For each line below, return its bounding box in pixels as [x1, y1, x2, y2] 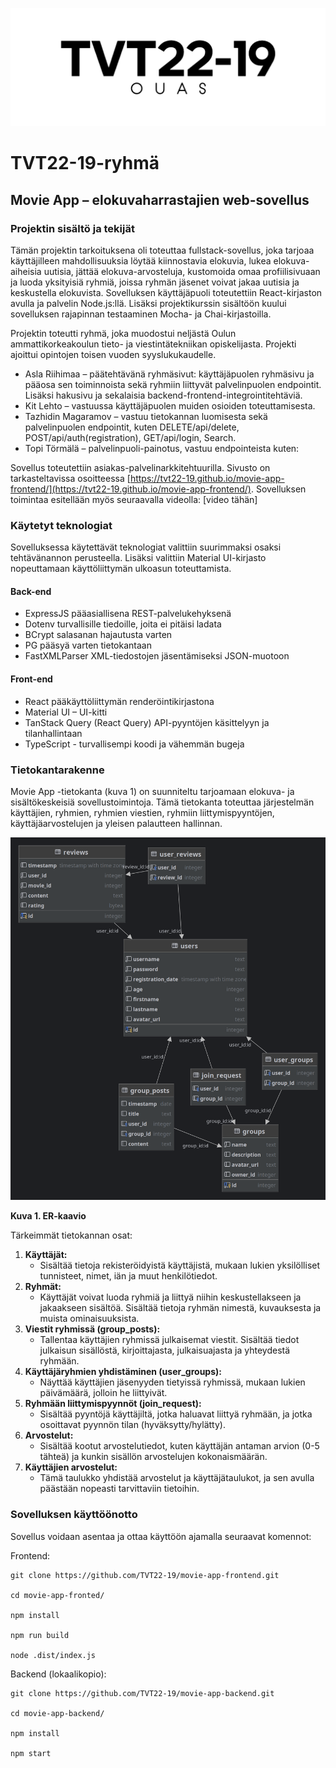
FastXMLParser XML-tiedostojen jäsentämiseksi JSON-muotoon [24, 650, 290, 662]
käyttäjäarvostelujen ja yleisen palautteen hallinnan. [10, 817, 223, 829]
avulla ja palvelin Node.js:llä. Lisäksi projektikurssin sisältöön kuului [10, 297, 287, 309]
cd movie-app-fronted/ [10, 1590, 105, 1600]
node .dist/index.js [10, 1650, 97, 1660]
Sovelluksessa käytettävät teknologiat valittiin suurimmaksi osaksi [10, 541, 282, 553]
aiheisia [10, 265, 42, 277]
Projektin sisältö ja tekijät [10, 221, 135, 235]
